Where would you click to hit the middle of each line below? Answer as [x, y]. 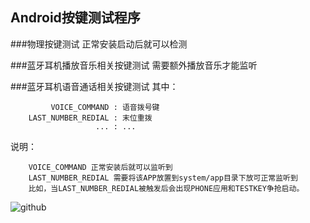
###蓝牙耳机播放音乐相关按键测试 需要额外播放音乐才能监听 [134, 65]
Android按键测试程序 [75, 18]
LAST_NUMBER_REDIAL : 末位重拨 [90, 118]
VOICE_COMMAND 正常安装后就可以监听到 [100, 167]
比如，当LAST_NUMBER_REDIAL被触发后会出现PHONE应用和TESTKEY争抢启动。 [166, 188]
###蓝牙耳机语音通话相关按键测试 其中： [94, 86]
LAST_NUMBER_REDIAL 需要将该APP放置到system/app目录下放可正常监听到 [163, 178]
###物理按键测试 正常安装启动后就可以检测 [99, 44]
